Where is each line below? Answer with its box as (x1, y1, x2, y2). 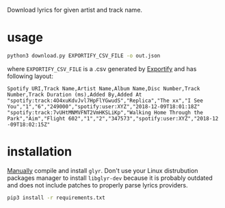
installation (7, 144, 72, 159)
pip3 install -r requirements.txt (7, 194, 106, 201)
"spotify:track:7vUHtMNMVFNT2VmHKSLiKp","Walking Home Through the (7, 109, 204, 116)
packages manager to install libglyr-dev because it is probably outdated (7, 174, 213, 182)
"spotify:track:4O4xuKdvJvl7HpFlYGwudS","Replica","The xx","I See (7, 97, 204, 104)
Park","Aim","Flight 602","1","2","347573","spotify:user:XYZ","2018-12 (7, 115, 219, 122)
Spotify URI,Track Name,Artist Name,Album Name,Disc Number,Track (7, 85, 200, 92)
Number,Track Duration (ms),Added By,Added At (7, 91, 142, 98)
